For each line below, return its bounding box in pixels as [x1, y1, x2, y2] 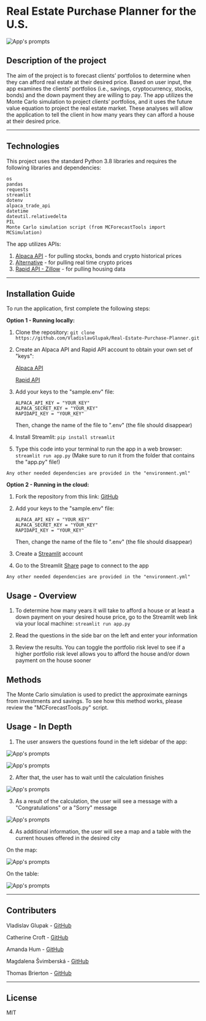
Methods [6, 674, 42, 685]
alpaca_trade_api [6, 203, 51, 209]
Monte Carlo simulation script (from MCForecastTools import [6, 224, 166, 230]
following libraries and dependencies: [6, 164, 101, 171]
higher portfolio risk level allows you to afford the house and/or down [15, 650, 190, 658]
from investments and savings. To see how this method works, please [6, 697, 183, 704]
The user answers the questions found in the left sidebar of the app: [15, 738, 188, 745]
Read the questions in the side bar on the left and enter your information [15, 632, 198, 639]
